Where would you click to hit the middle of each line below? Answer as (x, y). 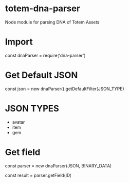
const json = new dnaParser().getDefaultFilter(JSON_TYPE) (64, 89)
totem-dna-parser (43, 9)
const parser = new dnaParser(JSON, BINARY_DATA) (58, 166)
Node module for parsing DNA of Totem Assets (52, 22)
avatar (18, 122)
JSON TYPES (32, 109)
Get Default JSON (41, 75)
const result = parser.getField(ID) (38, 175)
